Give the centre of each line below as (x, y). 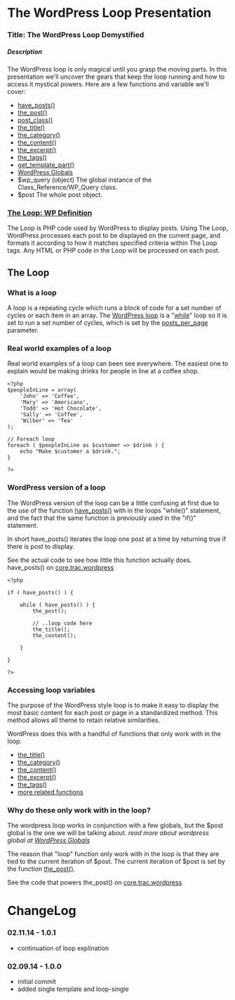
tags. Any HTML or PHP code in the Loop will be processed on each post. (114, 251)
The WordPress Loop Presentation (109, 13)
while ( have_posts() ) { (58, 605)
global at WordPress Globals (49, 841)
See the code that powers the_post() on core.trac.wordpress (95, 883)
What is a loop (32, 293)
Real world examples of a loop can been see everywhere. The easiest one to (118, 364)
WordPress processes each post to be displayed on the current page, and (114, 236)
